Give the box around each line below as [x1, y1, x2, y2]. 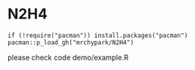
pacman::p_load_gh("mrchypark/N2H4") [7, 38, 135, 47]
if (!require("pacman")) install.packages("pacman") [7, 31, 189, 39]
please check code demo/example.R [7, 52, 129, 62]
